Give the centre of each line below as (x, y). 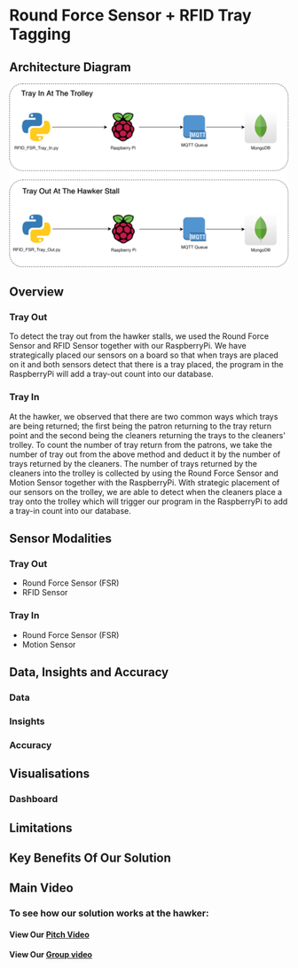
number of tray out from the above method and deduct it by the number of (145, 454)
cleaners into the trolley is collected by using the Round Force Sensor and (144, 473)
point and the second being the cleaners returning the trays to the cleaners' (148, 435)
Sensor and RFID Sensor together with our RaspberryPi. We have (128, 346)
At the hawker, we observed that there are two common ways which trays (144, 416)
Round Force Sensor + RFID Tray (130, 16)
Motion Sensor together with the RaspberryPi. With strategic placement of (145, 482)
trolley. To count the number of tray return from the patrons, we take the (141, 445)
